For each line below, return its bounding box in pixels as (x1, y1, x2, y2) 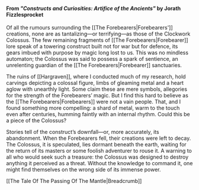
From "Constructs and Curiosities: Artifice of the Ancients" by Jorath (6, 5, 181, 12)
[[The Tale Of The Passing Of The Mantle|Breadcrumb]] (6, 178, 142, 185)
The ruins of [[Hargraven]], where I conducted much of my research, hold (6, 73, 186, 80)
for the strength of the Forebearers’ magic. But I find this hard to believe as (6, 92, 188, 99)
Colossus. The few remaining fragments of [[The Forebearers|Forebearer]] (6, 37, 188, 44)
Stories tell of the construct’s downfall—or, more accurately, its (6, 129, 159, 136)
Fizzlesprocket (6, 11, 44, 18)
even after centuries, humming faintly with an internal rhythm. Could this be (6, 111, 191, 118)
